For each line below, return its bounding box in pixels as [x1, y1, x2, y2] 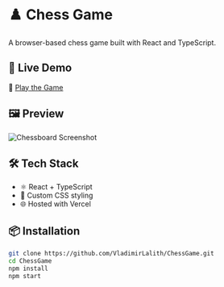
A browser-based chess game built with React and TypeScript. [8, 37, 216, 48]
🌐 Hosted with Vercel [19, 199, 91, 209]
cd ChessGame [8, 257, 52, 265]
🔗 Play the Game [8, 82, 64, 92]
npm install [8, 264, 48, 272]
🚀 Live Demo [8, 61, 73, 75]
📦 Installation [8, 224, 81, 238]
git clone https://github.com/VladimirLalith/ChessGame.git [8, 250, 215, 258]
